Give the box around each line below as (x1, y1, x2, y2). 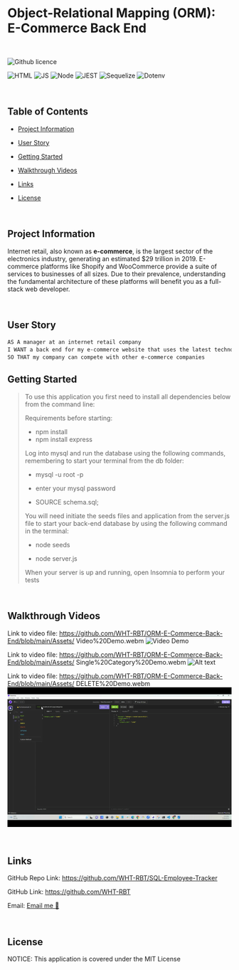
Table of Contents (7, 105, 89, 118)
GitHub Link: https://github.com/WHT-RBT (7, 887, 131, 896)
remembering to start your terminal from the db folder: (24, 456, 184, 465)
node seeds (35, 540, 70, 549)
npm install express (35, 435, 92, 443)
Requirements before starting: (24, 413, 112, 422)
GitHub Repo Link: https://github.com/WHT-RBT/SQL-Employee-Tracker (7, 874, 218, 882)
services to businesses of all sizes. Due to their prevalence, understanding (7, 269, 226, 278)
